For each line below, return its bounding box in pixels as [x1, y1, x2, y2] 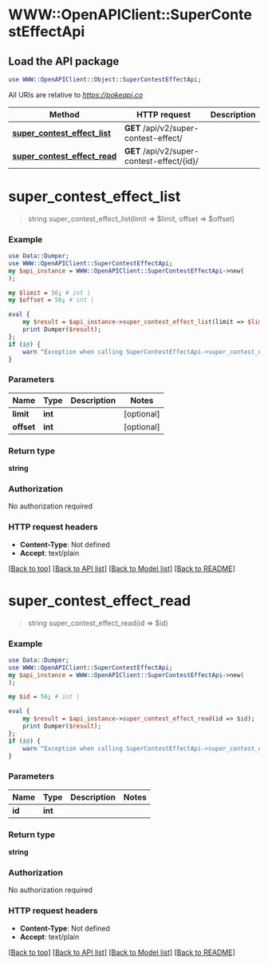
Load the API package [8, 54, 120, 68]
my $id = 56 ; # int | [8, 693, 81, 701]
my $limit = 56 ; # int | [8, 289, 91, 297]
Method [49, 109, 80, 120]
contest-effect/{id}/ [124, 155, 199, 166]
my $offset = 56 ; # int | [8, 296, 94, 305]
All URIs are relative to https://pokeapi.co [8, 90, 144, 99]
